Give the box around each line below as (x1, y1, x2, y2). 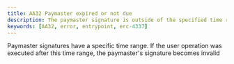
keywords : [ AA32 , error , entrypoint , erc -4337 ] (7, 23, 148, 30)
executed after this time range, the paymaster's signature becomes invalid (7, 49, 221, 57)
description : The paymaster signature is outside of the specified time (7, 17, 223, 23)
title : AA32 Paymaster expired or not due (7, 10, 132, 17)
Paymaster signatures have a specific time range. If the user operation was (7, 42, 223, 50)
